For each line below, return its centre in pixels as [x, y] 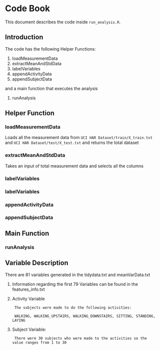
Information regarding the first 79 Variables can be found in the [75, 284]
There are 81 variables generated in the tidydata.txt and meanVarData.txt [78, 275]
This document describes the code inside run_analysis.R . [63, 22]
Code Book [27, 9]
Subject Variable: [29, 329]
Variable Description [37, 263]
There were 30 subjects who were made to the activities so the [80, 338]
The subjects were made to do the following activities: [73, 307]
